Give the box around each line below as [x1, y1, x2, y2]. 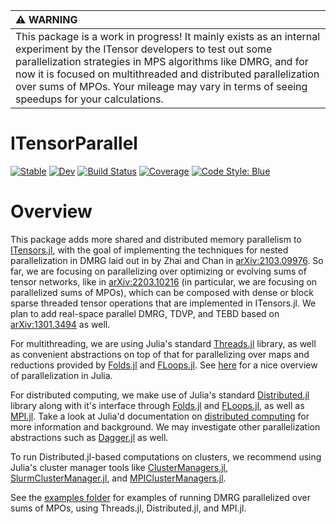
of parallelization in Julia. [10, 369, 113, 381]
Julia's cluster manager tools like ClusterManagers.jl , [10, 461, 229, 473]
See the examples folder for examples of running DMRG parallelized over [10, 491, 311, 503]
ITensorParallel [10, 132, 138, 155]
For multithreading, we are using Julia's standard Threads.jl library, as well [10, 337, 317, 349]
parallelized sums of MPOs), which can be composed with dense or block [10, 286, 314, 298]
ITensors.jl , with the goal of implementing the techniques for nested [10, 244, 289, 256]
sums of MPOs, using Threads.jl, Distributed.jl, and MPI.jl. [10, 502, 247, 514]
